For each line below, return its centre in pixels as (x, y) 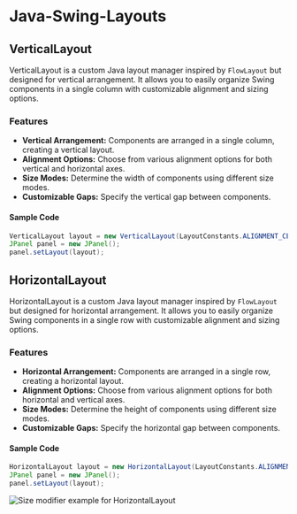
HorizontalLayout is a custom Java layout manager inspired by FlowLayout (143, 301)
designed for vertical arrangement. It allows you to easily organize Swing (142, 80)
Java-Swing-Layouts (88, 16)
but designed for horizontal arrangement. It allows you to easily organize (141, 311)
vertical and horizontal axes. (73, 169)
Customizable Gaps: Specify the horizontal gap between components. (151, 428)
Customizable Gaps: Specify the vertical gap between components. (146, 197)
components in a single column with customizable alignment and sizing (139, 89)
